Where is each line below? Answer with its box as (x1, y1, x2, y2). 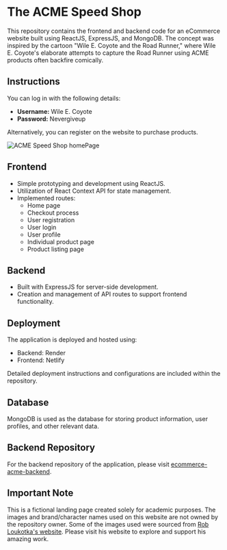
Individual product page (27, 237, 94, 246)
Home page (27, 201, 61, 209)
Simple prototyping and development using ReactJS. (16, 179, 165, 187)
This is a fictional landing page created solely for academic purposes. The (7, 505, 216, 514)
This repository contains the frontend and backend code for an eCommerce (7, 27, 221, 35)
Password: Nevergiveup (16, 115, 86, 123)
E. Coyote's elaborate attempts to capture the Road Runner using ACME (7, 49, 209, 57)
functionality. (16, 298, 54, 306)
